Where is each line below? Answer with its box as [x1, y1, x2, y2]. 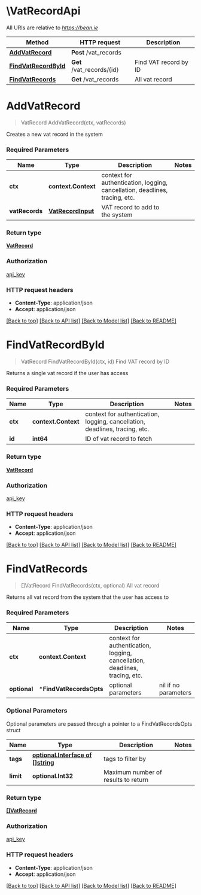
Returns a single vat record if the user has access [6, 370, 129, 376]
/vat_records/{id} [71, 65, 119, 74]
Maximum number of [103, 768, 163, 776]
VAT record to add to [101, 203, 160, 212]
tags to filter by [103, 754, 147, 763]
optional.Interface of [32, 751, 92, 759]
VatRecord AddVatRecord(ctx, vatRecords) [20, 118, 127, 126]
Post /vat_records [71, 48, 121, 56]
